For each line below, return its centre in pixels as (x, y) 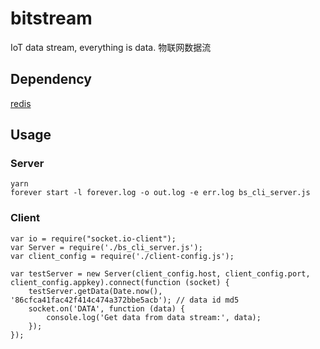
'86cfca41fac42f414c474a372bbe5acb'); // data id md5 (125, 300)
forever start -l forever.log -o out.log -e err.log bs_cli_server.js (160, 193)
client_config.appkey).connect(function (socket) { (120, 282)
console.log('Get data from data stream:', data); (154, 317)
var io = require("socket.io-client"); (93, 238)
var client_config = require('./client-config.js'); (122, 256)
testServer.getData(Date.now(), (95, 291)
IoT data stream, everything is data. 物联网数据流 (111, 47)
